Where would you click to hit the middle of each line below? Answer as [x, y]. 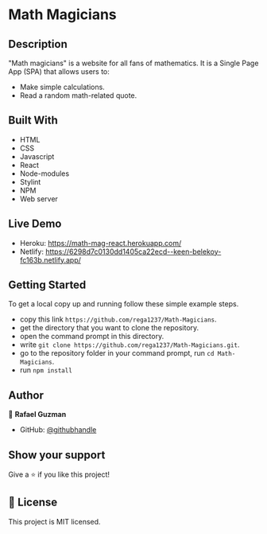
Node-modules [44, 173]
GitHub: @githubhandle [58, 430]
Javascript [37, 156]
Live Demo [35, 224]
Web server [39, 199]
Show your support [57, 455]
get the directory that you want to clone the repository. [109, 328]
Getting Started [47, 285]
